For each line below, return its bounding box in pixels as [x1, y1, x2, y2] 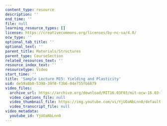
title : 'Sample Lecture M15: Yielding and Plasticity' [5, 76, 121, 81]
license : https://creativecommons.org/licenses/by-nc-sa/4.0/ [5, 30, 137, 35]
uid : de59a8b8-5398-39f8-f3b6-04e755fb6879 [5, 81, 97, 86]
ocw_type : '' [5, 35, 32, 40]
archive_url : [9, 90, 37, 95]
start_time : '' [5, 72, 37, 77]
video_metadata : [5, 109, 39, 114]
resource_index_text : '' [5, 63, 57, 67]
